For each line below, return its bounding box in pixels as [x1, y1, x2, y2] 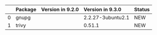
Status [134, 6, 150, 12]
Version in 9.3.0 [83, 6, 122, 12]
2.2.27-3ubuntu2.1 [83, 14, 130, 21]
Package [15, 6, 37, 12]
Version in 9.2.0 [41, 6, 79, 12]
